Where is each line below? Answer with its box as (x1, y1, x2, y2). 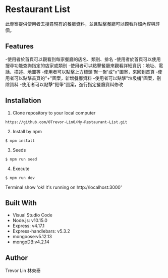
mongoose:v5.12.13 (12, 234, 52, 240)
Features (5, 42, 34, 51)
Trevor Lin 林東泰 (5, 267, 41, 273)
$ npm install (5, 138, 35, 143)
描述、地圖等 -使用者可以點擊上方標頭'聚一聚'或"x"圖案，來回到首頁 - (14, 69, 158, 75)
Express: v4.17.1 (12, 223, 45, 229)
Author (5, 253, 28, 262)
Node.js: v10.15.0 (12, 217, 48, 224)
